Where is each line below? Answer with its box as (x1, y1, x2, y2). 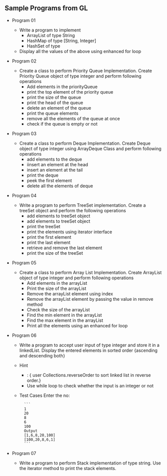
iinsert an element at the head (26, 161, 88, 167)
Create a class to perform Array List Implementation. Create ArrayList (19, 269, 162, 275)
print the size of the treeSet (26, 250, 83, 256)
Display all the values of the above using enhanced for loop (19, 48, 142, 54)
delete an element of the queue (26, 105, 92, 111)
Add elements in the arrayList (26, 280, 88, 286)
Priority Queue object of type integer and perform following (19, 73, 142, 79)
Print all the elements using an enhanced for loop (26, 322, 128, 328)
